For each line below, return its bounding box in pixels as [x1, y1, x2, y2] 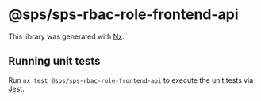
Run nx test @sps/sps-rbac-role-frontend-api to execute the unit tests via [8, 75, 254, 84]
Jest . [8, 84, 25, 93]
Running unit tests [8, 54, 101, 68]
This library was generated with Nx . [8, 32, 125, 41]
